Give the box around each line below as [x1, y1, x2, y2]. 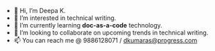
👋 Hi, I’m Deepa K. [13, 7, 66, 14]
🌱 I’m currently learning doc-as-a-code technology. [13, 21, 163, 29]
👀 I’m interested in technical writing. [13, 14, 117, 22]
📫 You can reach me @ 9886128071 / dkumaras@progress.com [13, 37, 198, 44]
